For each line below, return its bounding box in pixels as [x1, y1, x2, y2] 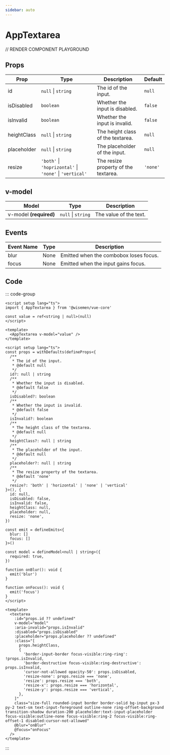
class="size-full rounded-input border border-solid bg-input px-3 [14, 700, 159, 706]
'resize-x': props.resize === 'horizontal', [23, 682, 119, 688]
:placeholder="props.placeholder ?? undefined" [14, 634, 116, 639]
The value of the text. [95, 211, 146, 218]
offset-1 [5, 718, 24, 724]
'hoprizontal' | [41, 163, 78, 171]
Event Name [8, 243, 38, 250]
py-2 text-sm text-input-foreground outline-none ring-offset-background [5, 705, 164, 710]
